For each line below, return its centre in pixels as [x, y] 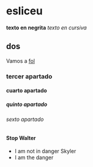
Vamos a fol [21, 60]
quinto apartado [27, 104]
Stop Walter [21, 138]
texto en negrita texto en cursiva [46, 28]
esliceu [25, 11]
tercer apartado [29, 76]
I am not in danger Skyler [45, 151]
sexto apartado [25, 119]
